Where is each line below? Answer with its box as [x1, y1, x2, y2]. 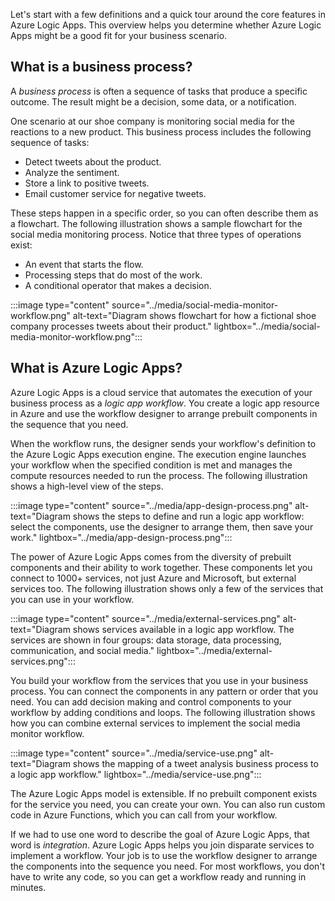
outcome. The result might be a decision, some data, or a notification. [10, 95, 297, 108]
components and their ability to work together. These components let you [10, 561, 313, 573]
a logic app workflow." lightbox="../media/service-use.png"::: [10, 768, 262, 780]
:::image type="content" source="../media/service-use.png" [10, 747, 258, 759]
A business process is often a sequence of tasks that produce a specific [10, 85, 308, 97]
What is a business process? [10, 59, 193, 76]
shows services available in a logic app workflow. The [72, 623, 295, 635]
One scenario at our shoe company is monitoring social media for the [10, 115, 295, 127]
